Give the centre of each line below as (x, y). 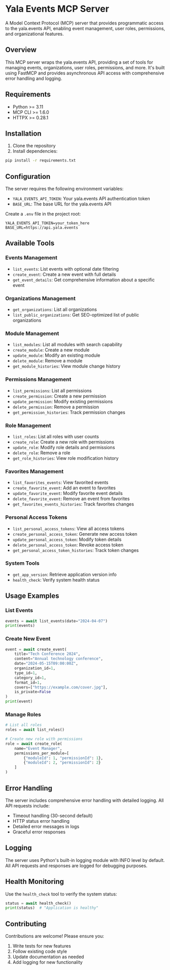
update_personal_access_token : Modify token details (67, 539)
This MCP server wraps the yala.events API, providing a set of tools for (79, 62)
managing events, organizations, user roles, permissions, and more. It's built (85, 67)
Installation (23, 133)
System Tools (22, 563)
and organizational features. (35, 34)
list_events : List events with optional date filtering (66, 269)
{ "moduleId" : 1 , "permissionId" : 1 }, (63, 758)
